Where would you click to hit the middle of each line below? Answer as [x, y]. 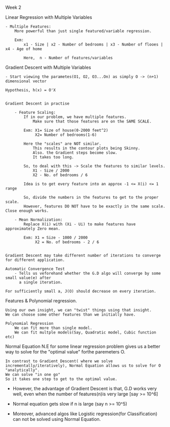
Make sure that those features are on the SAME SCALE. [92, 122]
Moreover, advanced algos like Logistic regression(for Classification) [85, 414]
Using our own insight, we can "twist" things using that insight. [79, 310]
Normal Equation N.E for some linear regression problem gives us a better [83, 346]
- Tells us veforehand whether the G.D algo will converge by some [88, 273]
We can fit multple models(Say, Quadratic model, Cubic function [86, 333]
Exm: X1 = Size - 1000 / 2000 [56, 238]
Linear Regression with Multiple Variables [49, 17]
